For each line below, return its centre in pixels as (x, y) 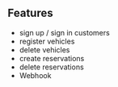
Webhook (35, 75)
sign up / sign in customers (64, 32)
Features (30, 13)
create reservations (52, 58)
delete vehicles (44, 50)
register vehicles (47, 41)
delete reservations (51, 67)
